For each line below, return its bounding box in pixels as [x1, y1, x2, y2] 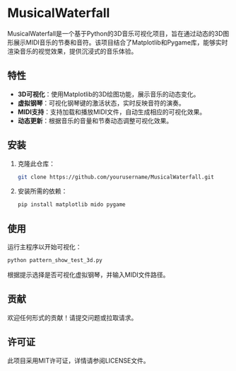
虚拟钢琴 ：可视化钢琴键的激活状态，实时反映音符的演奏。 [17, 98, 185, 107]
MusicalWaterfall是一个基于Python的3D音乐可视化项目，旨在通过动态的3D [7, 29, 223, 38]
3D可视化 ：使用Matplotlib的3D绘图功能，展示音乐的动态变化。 [17, 90, 200, 98]
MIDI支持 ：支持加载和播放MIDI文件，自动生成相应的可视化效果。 [17, 108, 206, 116]
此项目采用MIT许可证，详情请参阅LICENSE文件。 [7, 356, 150, 365]
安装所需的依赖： [17, 187, 68, 195]
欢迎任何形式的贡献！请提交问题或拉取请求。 [7, 313, 138, 321]
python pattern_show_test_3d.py [7, 257, 102, 264]
